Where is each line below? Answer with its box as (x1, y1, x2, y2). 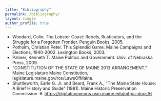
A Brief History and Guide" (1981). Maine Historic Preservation (12, 85, 137, 91)
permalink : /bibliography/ (5, 12, 60, 17)
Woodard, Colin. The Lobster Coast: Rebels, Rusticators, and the (12, 34, 142, 40)
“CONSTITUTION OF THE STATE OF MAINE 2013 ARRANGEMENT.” (12, 65, 147, 71)
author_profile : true (5, 20, 49, 26)
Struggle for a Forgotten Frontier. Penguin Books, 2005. (12, 39, 124, 45)
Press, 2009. (12, 60, 38, 66)
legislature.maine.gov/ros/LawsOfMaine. (12, 75, 94, 81)
